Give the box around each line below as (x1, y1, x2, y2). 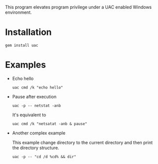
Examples (5, 59, 46, 70)
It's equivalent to (12, 112, 47, 118)
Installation (5, 27, 52, 38)
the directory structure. (12, 145, 59, 151)
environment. (5, 9, 32, 15)
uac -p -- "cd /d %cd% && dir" (12, 154, 77, 159)
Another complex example (12, 130, 66, 136)
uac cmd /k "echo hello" (12, 85, 63, 90)
